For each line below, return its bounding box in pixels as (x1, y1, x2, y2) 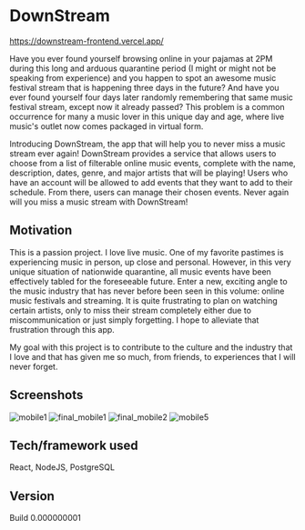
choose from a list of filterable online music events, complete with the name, (9, 157, 296, 168)
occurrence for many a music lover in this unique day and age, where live (9, 111, 285, 122)
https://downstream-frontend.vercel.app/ (9, 35, 164, 46)
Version (9, 488, 55, 504)
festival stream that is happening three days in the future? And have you (9, 82, 280, 93)
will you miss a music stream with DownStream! (9, 196, 188, 207)
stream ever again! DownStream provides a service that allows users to (9, 147, 277, 159)
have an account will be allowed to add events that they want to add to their (9, 176, 293, 187)
